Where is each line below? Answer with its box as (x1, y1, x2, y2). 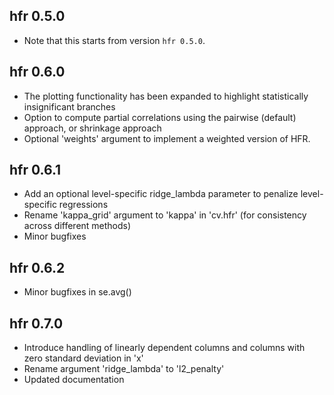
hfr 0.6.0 (9, 64, 66, 81)
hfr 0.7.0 (9, 315, 64, 332)
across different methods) (23, 220, 132, 232)
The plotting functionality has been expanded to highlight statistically (23, 90, 309, 102)
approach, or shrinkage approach (23, 122, 162, 134)
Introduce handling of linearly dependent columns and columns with (23, 342, 306, 354)
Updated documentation (23, 374, 125, 386)
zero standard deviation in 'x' (23, 352, 144, 364)
